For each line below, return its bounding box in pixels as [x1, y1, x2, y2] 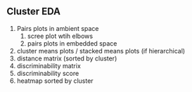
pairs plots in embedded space [27, 39, 117, 48]
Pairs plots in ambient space [16, 24, 99, 32]
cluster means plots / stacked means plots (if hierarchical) [16, 46, 186, 55]
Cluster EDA [6, 6, 61, 18]
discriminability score [16, 69, 79, 77]
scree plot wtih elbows [27, 32, 93, 40]
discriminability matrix [16, 61, 82, 70]
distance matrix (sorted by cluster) [16, 54, 117, 63]
